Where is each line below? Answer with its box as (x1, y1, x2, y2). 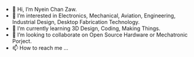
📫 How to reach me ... (12, 44, 69, 51)
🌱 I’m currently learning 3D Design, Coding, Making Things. (12, 25, 161, 32)
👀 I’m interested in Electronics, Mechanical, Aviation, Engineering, (12, 12, 176, 19)
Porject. (12, 38, 32, 44)
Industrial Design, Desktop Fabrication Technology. (12, 19, 140, 25)
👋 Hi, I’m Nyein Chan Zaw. (12, 6, 77, 13)
